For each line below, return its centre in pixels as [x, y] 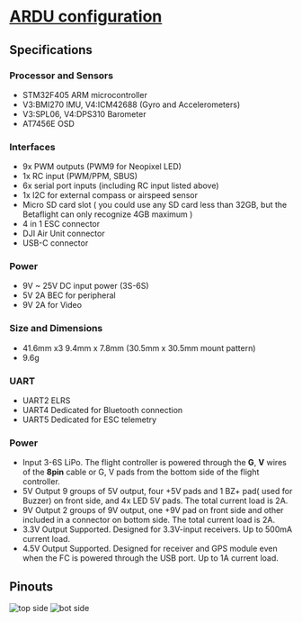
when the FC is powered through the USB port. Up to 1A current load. [150, 558]
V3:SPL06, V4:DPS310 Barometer [84, 113]
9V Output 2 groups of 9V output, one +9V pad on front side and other [153, 510]
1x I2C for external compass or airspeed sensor [110, 195]
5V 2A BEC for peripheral [69, 295]
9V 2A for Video [52, 305]
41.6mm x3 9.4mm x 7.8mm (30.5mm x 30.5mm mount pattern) [139, 347]
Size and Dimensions [56, 329]
